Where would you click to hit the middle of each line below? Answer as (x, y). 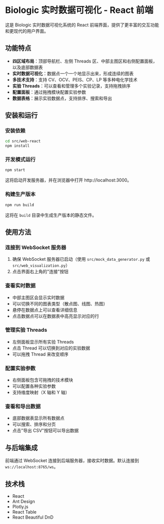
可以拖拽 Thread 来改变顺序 (40, 354)
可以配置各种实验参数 (34, 386)
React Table (24, 512)
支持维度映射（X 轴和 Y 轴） (41, 393)
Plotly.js (20, 507)
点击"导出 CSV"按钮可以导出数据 (45, 431)
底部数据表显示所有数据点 (38, 418)
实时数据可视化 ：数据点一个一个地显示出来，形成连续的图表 (73, 73)
